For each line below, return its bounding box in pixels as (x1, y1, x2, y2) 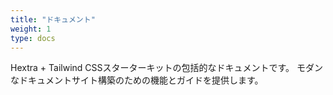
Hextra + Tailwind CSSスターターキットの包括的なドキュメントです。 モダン (10, 62, 324, 74)
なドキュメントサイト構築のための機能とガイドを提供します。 (10, 74, 264, 86)
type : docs (10, 33, 56, 43)
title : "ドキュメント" (10, 14, 96, 25)
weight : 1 (10, 24, 52, 34)
